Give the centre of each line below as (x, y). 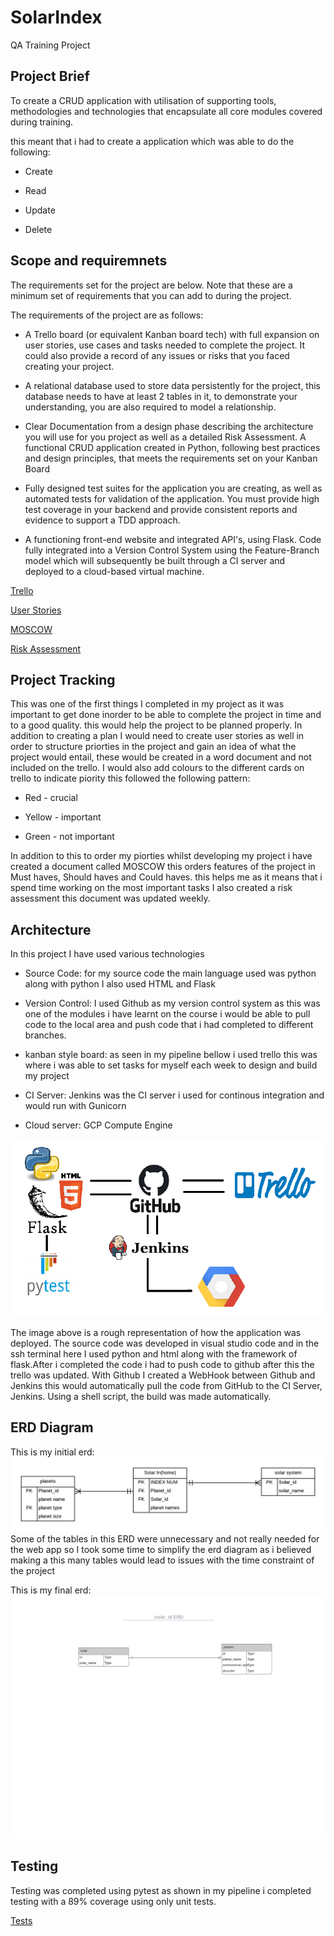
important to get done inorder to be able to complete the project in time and (166, 715)
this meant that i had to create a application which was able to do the (152, 141)
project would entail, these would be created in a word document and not (161, 757)
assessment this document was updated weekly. (110, 898)
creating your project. (69, 366)
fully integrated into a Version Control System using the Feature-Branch (172, 550)
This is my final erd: (51, 1590)
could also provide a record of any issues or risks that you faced (157, 355)
